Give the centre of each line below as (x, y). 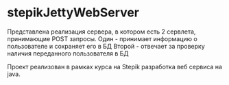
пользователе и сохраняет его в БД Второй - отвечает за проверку (106, 46)
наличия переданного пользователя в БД (68, 53)
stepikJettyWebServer (73, 13)
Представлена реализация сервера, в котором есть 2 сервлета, (101, 32)
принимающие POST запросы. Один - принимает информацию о (102, 38)
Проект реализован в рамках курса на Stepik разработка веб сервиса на (115, 66)
